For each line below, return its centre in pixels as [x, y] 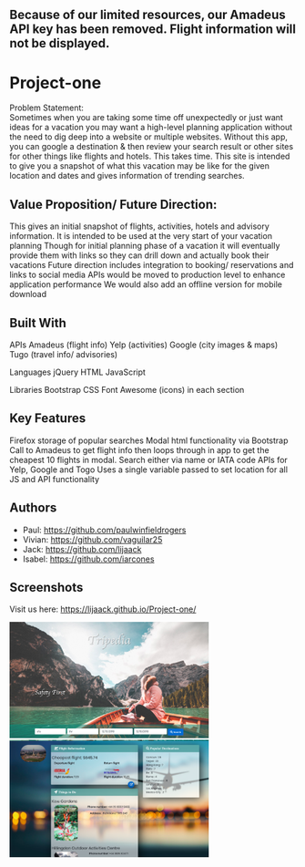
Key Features [48, 418]
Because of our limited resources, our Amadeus [147, 15]
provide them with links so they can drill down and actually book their [140, 255]
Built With [38, 323]
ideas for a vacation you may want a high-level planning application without [151, 128]
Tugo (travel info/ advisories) [64, 354]
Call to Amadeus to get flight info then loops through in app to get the [140, 449]
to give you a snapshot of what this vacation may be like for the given [140, 166]
